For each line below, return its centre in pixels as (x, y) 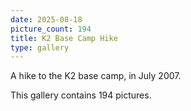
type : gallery (40, 47)
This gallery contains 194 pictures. (81, 95)
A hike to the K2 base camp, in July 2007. (96, 76)
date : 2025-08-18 (46, 19)
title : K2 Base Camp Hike (64, 38)
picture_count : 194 (51, 29)
